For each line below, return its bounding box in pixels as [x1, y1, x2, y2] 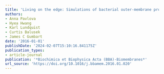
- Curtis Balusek [5, 30, 41, 35]
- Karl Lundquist [5, 25, 41, 30]
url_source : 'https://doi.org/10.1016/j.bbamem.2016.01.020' [5, 61, 132, 66]
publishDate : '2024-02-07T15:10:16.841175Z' [5, 43, 97, 48]
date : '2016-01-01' [5, 39, 45, 44]
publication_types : [5, 48, 45, 53]
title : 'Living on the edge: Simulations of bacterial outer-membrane [5, 7, 152, 12]
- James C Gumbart [5, 35, 42, 39]
